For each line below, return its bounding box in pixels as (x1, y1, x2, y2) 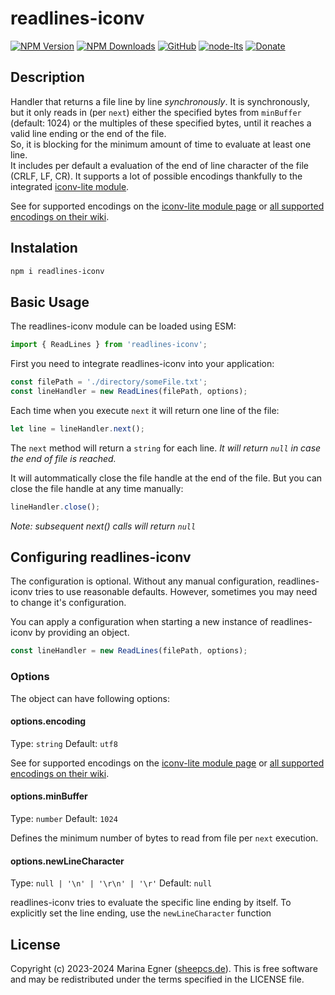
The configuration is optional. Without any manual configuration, (10, 575, 276, 587)
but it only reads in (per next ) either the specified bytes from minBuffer (10, 106, 302, 118)
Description (10, 69, 85, 86)
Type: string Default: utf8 (10, 737, 118, 749)
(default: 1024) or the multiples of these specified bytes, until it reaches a (10, 117, 312, 129)
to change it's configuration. (10, 597, 127, 609)
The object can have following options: (10, 692, 171, 704)
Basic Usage (10, 293, 90, 311)
